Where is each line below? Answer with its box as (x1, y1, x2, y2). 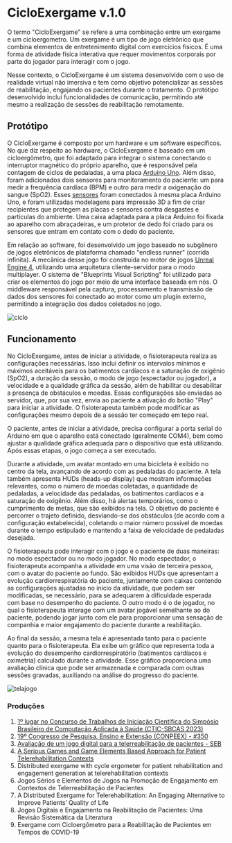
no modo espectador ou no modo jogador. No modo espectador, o (7, 554, 197, 563)
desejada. (7, 533, 36, 542)
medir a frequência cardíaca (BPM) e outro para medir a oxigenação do (7, 182, 211, 191)
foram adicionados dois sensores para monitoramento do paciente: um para (7, 176, 224, 184)
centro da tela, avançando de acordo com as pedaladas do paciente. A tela (7, 467, 222, 475)
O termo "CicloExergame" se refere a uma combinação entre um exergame (7, 28, 222, 36)
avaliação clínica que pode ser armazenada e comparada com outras (7, 663, 204, 672)
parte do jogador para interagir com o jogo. (7, 57, 130, 65)
